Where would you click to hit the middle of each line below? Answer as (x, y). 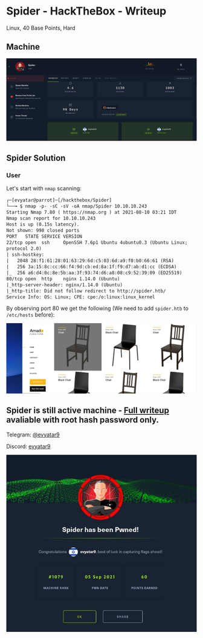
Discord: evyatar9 (28, 446)
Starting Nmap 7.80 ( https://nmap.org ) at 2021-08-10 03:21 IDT (92, 212)
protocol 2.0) (24, 249)
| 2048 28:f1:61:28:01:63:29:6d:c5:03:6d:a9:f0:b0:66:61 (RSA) (90, 261)
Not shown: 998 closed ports (43, 231)
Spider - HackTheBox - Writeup (86, 11)
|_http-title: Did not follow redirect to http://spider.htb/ (86, 291)
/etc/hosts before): (31, 315)
